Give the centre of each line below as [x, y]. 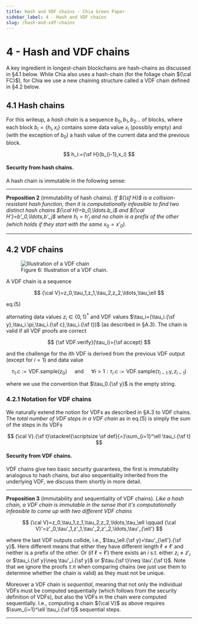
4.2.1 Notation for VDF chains [49, 399]
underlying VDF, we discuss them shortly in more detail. [74, 481]
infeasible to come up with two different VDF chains [69, 511]
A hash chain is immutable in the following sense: [66, 180]
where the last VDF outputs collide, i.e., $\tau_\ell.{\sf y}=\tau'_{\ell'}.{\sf [94, 540]
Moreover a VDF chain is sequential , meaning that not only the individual [94, 584]
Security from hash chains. [40, 168]
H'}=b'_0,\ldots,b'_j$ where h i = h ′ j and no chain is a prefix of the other [92, 217]
